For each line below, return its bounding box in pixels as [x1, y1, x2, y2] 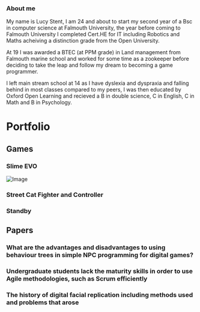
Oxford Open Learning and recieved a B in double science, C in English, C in [6, 92, 195, 100]
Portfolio [6, 120, 50, 134]
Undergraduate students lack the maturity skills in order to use [6, 267, 193, 275]
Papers [6, 225, 34, 236]
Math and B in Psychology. [6, 99, 72, 106]
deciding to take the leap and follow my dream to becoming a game [6, 61, 173, 69]
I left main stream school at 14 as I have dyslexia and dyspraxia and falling [6, 80, 189, 87]
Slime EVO [6, 161, 38, 170]
